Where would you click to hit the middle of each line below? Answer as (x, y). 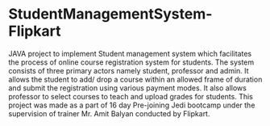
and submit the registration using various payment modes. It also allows (128, 88)
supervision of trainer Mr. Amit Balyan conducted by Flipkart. (109, 113)
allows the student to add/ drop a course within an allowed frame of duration (135, 79)
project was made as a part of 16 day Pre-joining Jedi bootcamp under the (132, 105)
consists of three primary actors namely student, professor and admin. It (129, 70)
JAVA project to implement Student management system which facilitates (130, 53)
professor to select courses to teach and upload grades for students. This (131, 96)
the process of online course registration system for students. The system (131, 62)
